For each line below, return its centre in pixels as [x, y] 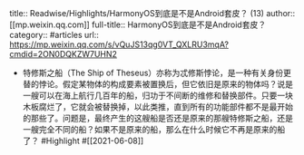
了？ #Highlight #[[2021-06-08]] [83, 140]
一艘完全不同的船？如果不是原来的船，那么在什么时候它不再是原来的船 [154, 129]
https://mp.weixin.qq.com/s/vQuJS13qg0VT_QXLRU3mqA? [119, 44]
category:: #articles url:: [54, 35]
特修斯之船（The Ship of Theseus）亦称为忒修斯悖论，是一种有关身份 [153, 73]
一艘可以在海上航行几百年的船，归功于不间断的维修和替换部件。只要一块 [157, 95]
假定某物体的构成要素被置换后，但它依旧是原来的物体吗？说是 [177, 84]
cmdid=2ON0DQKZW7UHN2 [64, 54]
